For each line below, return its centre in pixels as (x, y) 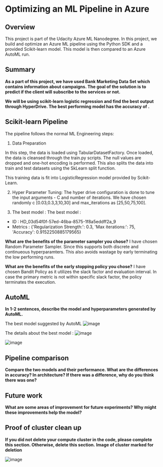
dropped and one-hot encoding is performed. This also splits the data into (79, 163)
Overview (20, 27)
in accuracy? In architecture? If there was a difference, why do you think (80, 375)
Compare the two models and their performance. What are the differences (81, 370)
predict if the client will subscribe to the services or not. (63, 92)
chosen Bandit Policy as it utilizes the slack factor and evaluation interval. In (81, 272)
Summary (20, 70)
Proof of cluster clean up (43, 428)
